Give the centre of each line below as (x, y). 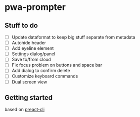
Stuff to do (21, 25)
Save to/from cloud (31, 59)
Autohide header (29, 43)
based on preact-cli (25, 110)
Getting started (29, 97)
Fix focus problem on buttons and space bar (57, 65)
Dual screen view (29, 82)
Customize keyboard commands (45, 76)
